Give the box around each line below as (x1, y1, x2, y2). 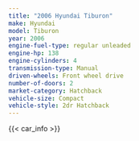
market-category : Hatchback (8, 86, 103, 95)
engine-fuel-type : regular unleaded (8, 42, 131, 50)
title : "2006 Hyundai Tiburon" (8, 11, 113, 20)
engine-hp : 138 (8, 49, 59, 57)
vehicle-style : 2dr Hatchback (8, 102, 110, 110)
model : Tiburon (8, 27, 59, 35)
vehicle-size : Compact (8, 94, 84, 102)
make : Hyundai (8, 19, 56, 27)
